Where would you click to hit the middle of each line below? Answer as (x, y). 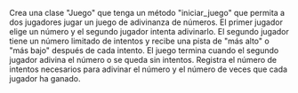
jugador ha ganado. (45, 78)
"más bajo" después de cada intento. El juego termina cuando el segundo (144, 50)
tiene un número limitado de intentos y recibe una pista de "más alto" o (139, 41)
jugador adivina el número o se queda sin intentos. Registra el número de (143, 60)
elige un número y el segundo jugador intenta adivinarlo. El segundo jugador (149, 31)
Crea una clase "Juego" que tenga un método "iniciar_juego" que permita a (147, 13)
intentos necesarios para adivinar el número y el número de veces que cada (148, 69)
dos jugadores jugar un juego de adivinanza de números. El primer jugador (146, 22)
